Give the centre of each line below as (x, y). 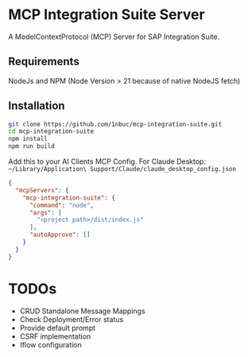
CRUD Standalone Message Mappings (82, 311)
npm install (28, 139)
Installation (37, 106)
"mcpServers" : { (42, 190)
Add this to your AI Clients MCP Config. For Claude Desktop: (107, 161)
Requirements (44, 62)
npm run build (32, 146)
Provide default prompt (58, 328)
